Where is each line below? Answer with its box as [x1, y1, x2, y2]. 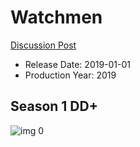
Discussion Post [10, 39, 77, 51]
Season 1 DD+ [10, 98, 98, 115]
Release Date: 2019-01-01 [24, 58, 132, 70]
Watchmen [10, 6, 103, 29]
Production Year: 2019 [24, 69, 117, 81]
